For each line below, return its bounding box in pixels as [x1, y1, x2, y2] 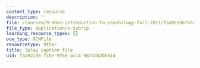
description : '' [6, 14, 46, 20]
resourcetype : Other [6, 42, 58, 48]
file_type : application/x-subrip [6, 25, 89, 31]
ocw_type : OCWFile [6, 36, 52, 42]
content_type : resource [6, 8, 65, 15]
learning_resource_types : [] [6, 31, 79, 37]
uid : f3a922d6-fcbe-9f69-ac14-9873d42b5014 [6, 53, 116, 59]
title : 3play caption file [6, 47, 73, 53]
